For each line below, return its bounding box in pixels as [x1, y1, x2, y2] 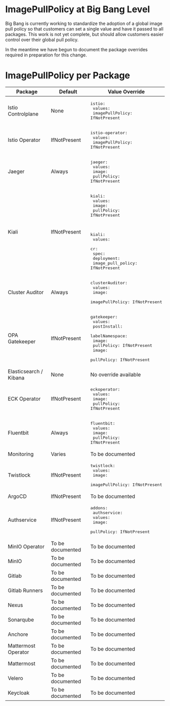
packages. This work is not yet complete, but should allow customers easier [5, 31, 164, 37]
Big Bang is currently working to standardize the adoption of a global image [5, 20, 163, 26]
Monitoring [8, 450, 34, 457]
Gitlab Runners [8, 586, 43, 594]
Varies [51, 450, 66, 457]
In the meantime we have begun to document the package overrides [5, 46, 148, 52]
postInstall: [93, 323, 123, 329]
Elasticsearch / [8, 368, 43, 375]
